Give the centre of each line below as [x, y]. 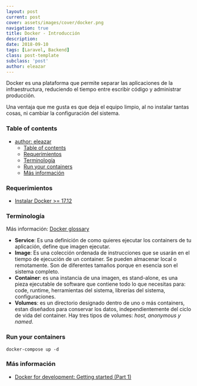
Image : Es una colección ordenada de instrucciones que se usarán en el [102, 253]
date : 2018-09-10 [27, 45]
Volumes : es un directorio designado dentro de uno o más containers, [100, 303]
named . [24, 322]
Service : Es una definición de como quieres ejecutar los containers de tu [103, 240]
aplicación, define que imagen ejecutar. [62, 247]
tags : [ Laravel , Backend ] [38, 50]
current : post [24, 17]
